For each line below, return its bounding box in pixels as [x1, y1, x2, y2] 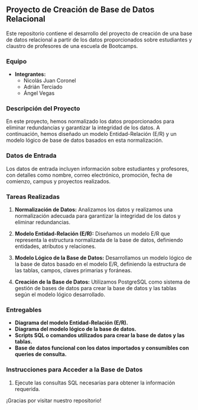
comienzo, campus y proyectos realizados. [6, 177, 111, 185]
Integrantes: [14, 71, 46, 78]
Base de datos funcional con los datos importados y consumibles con [14, 344, 189, 352]
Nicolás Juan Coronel [23, 77, 76, 84]
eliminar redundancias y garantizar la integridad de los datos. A [6, 124, 160, 131]
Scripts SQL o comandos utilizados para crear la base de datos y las [14, 332, 185, 339]
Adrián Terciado [23, 83, 63, 91]
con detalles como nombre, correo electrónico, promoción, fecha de [6, 171, 173, 179]
